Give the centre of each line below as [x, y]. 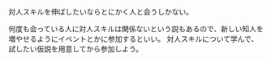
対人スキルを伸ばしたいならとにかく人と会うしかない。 [101, 12]
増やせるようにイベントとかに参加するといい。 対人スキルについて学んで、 [133, 39]
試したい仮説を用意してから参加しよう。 [76, 49]
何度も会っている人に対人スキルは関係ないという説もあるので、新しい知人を [136, 29]
